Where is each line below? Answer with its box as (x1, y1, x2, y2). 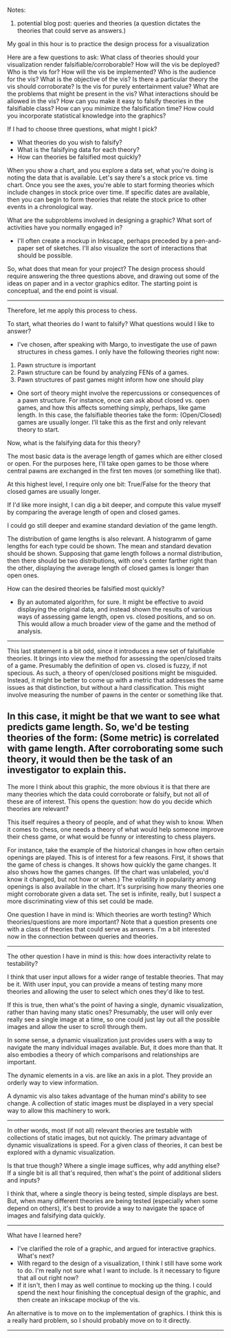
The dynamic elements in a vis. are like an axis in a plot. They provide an (7, 1071, 212, 1079)
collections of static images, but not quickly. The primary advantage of (7, 1133, 208, 1141)
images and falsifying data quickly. (7, 1211, 106, 1220)
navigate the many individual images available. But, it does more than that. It (7, 1043, 223, 1051)
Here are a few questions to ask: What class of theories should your (7, 53, 199, 61)
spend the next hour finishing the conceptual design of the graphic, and (16, 1288, 221, 1296)
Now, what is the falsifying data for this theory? (7, 439, 141, 446)
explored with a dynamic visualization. (7, 1148, 115, 1156)
